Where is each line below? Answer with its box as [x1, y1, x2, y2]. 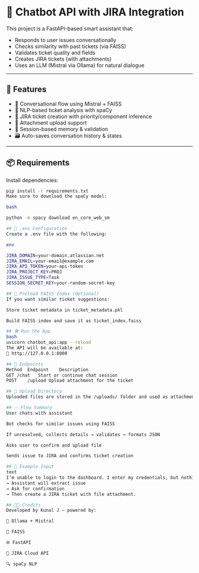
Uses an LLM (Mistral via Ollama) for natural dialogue [14, 62, 145, 69]
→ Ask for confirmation [6, 486, 65, 492]
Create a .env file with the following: [6, 231, 108, 237]
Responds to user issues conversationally [14, 36, 117, 43]
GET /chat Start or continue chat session [6, 372, 118, 378]
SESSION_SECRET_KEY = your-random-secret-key [6, 280, 115, 286]
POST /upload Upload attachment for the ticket [6, 378, 134, 384]
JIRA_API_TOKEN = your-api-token [6, 263, 84, 269]
